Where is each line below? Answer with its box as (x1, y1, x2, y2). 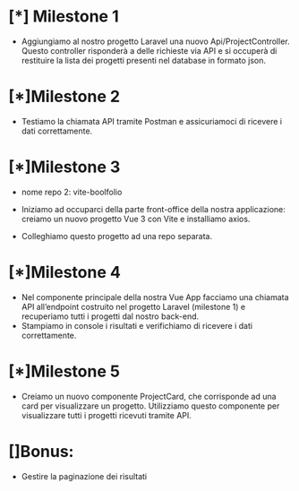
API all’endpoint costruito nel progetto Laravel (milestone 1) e (21, 301, 246, 312)
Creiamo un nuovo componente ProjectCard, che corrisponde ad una (21, 391, 277, 401)
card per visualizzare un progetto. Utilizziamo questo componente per (21, 401, 280, 411)
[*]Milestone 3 (8, 157, 121, 177)
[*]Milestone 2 (8, 87, 121, 107)
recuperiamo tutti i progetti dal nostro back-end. (21, 311, 200, 322)
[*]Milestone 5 (8, 361, 120, 382)
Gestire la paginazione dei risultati (21, 470, 148, 481)
